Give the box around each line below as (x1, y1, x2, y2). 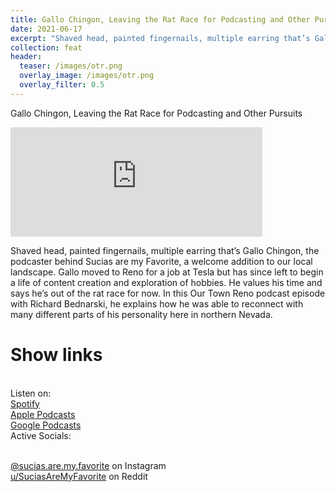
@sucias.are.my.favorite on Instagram (10, 459, 167, 471)
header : (10, 52, 43, 62)
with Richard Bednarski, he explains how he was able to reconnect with (10, 297, 304, 310)
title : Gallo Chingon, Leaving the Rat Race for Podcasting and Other (10, 14, 311, 25)
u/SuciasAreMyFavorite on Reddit (10, 470, 148, 482)
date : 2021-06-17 (10, 24, 83, 34)
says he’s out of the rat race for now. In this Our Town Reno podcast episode (10, 287, 326, 299)
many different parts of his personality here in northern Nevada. (10, 308, 273, 320)
